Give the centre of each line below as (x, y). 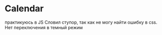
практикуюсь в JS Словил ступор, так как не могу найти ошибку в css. (81, 22)
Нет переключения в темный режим (44, 27)
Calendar (24, 9)
